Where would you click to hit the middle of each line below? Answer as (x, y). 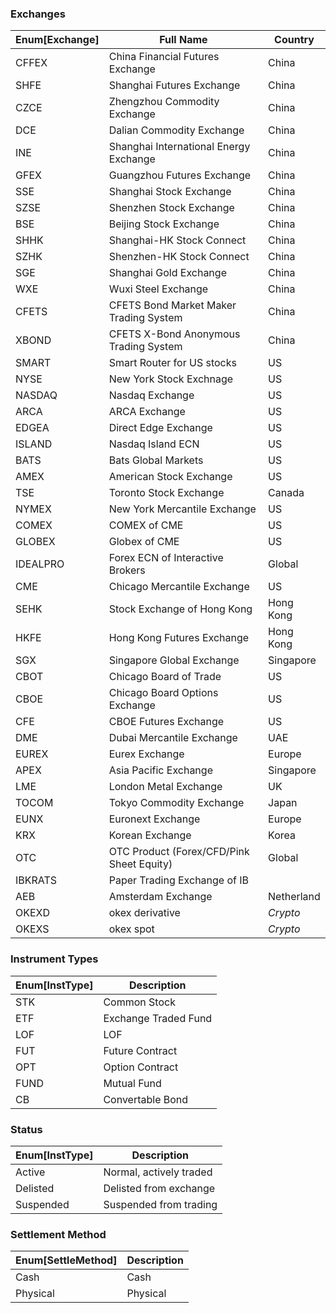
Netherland (294, 897)
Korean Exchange (150, 835)
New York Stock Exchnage (171, 379)
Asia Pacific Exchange (160, 770)
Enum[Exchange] (57, 40)
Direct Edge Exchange (160, 428)
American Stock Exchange (170, 477)
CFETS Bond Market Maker (172, 305)
